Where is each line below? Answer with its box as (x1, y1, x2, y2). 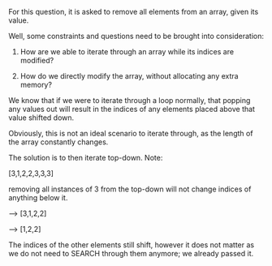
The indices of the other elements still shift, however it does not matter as (8, 240, 254, 250)
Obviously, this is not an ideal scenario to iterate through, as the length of (8, 129, 253, 138)
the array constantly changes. (8, 137, 109, 147)
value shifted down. (8, 113, 75, 122)
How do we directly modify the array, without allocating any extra (19, 71, 239, 80)
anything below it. (8, 193, 68, 202)
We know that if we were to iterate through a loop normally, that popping (8, 96, 251, 105)
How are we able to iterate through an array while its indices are (19, 47, 234, 56)
